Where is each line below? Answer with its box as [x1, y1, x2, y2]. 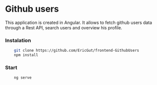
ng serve [14, 75, 32, 80]
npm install [14, 53, 38, 58]
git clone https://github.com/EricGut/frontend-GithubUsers [14, 48, 139, 53]
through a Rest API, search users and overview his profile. [5, 24, 123, 30]
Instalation [5, 37, 31, 43]
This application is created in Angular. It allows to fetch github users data [5, 20, 152, 25]
